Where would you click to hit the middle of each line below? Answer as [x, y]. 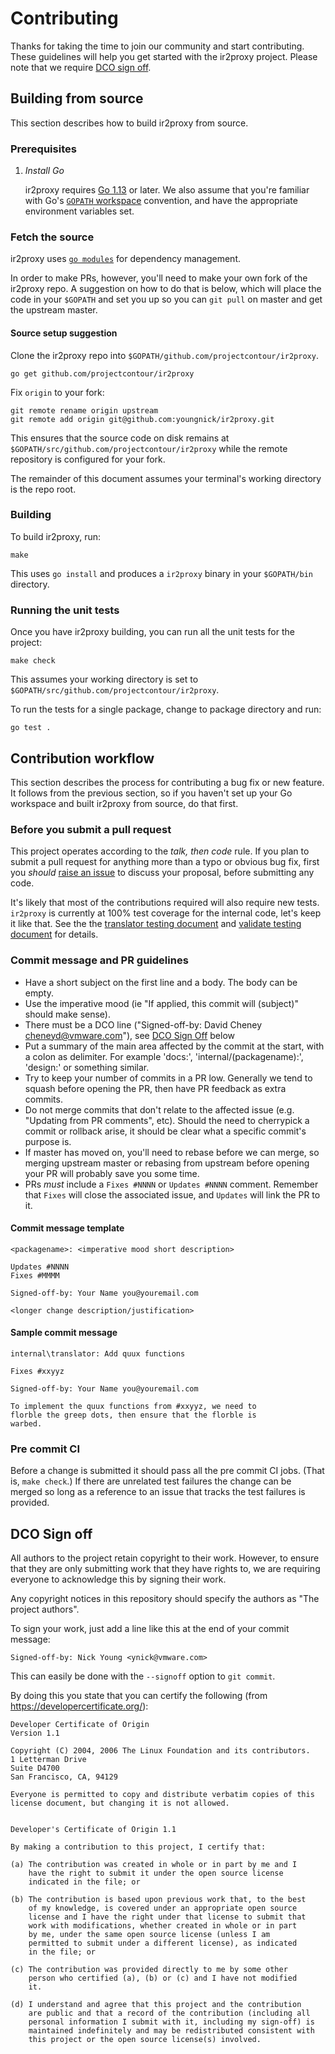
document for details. [54, 934]
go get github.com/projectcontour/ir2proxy [102, 373]
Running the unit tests [65, 610]
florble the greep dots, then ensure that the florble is [133, 1415]
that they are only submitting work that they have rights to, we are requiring [165, 1569]
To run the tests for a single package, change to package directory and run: [166, 709]
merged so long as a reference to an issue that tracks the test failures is [158, 1492]
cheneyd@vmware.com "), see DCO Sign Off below [130, 1035]
